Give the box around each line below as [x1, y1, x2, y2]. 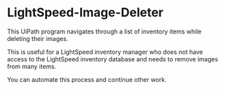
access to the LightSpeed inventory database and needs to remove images [7, 55, 219, 63]
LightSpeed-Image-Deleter [7, 5, 164, 20]
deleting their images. [7, 34, 68, 42]
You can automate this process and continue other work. [7, 75, 167, 83]
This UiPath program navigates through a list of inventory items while [7, 27, 202, 35]
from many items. [7, 62, 57, 70]
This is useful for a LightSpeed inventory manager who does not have [7, 48, 203, 56]
